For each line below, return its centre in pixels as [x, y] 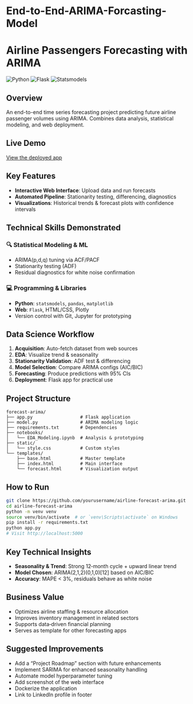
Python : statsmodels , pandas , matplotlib [64, 303]
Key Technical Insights [49, 552]
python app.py [24, 528]
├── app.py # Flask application [68, 418]
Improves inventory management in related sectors [76, 618]
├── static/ [21, 443]
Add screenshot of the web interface [59, 682]
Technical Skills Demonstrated [63, 228]
